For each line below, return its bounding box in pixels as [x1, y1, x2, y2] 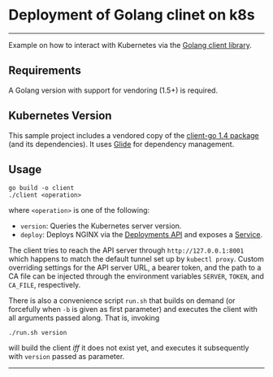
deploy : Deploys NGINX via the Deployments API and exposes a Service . [19, 230, 262, 240]
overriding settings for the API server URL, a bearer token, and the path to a [8, 262, 262, 273]
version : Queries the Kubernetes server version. [19, 221, 182, 231]
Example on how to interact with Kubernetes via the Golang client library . [8, 40, 252, 50]
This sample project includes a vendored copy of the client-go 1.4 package [8, 130, 259, 140]
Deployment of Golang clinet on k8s [8, 6, 255, 24]
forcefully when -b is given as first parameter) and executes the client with [8, 305, 258, 314]
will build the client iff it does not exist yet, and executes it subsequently [8, 343, 249, 353]
